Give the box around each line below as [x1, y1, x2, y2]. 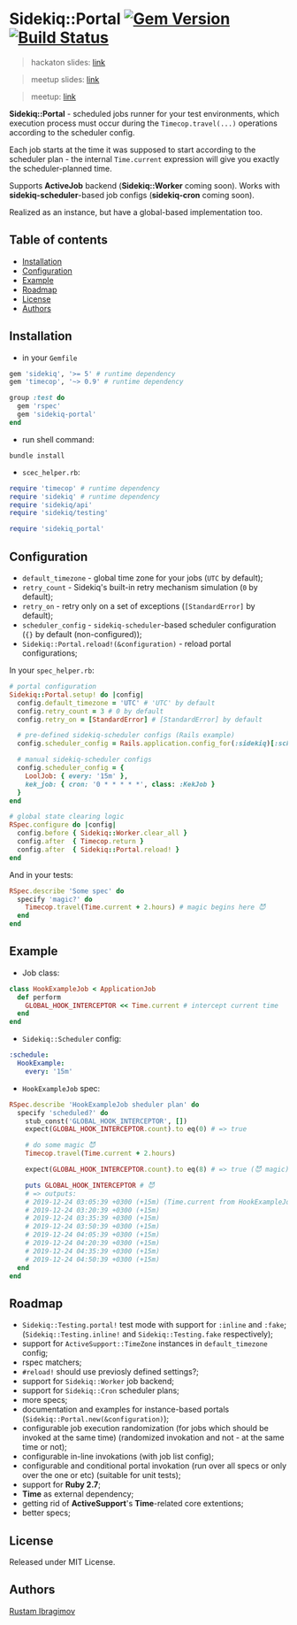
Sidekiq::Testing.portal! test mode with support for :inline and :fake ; [21, 1320, 287, 1330]
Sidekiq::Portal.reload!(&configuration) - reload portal [21, 638, 232, 649]
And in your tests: [9, 869, 73, 880]
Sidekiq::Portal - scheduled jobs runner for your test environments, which [9, 108, 280, 119]
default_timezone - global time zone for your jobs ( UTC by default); [21, 573, 263, 583]
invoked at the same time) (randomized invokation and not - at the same [21, 1432, 285, 1443]
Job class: [21, 967, 60, 978]
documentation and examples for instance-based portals [21, 1404, 230, 1415]
